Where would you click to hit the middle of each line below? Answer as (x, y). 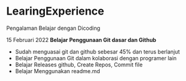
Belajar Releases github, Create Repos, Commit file (79, 65)
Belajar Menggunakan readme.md (57, 71)
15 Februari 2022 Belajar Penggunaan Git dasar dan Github (81, 40)
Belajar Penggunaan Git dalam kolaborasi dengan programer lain (96, 58)
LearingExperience (55, 11)
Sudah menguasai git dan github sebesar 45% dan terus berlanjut (98, 51)
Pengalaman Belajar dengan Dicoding (53, 28)
